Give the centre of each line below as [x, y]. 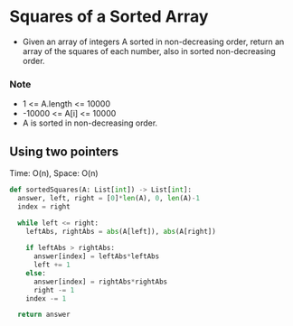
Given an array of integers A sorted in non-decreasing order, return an [153, 42]
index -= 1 [46, 298]
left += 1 [52, 265]
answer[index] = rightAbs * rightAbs [100, 282]
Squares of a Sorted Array [109, 17]
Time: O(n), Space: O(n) [54, 173]
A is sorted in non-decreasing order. [90, 123]
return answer [44, 315]
